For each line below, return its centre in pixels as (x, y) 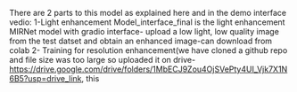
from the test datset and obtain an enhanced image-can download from (141, 41)
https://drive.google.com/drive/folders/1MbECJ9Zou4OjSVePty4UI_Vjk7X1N (148, 69)
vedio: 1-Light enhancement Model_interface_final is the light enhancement (147, 22)
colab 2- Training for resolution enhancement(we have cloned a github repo (148, 50)
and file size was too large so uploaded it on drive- (103, 60)
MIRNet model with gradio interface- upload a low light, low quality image (144, 31)
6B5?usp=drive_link (45, 78)
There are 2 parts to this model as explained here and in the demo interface (148, 13)
